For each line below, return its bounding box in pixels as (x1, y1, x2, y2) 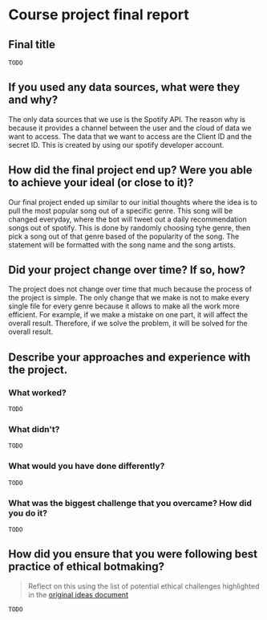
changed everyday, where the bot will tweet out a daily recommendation (8, 214, 247, 224)
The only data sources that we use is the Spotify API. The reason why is (8, 114, 246, 124)
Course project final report (8, 6, 190, 24)
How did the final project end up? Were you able (8, 163, 253, 177)
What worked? (8, 387, 67, 398)
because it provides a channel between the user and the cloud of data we (8, 123, 252, 133)
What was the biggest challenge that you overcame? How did (8, 497, 253, 508)
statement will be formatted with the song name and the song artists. (8, 239, 236, 250)
